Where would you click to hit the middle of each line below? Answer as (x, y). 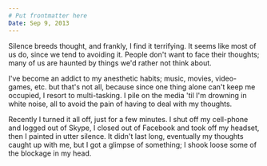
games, (21, 87)
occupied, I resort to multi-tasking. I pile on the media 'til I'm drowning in (128, 95)
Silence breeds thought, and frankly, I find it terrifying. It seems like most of (132, 45)
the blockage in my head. (50, 153)
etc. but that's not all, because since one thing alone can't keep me (145, 87)
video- (226, 78)
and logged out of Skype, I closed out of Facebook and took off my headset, (134, 128)
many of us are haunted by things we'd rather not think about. (110, 63)
